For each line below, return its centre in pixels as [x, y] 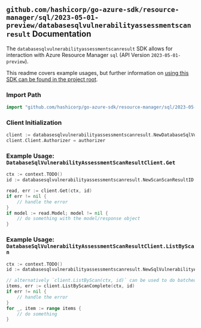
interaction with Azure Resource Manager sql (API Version [78, 55]
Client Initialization [34, 122]
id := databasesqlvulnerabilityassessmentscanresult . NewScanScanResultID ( [101, 180]
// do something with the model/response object [79, 219]
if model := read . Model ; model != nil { [57, 213]
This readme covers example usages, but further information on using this [98, 73]
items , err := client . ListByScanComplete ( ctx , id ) [71, 286]
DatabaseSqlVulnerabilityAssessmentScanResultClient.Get [91, 163]
